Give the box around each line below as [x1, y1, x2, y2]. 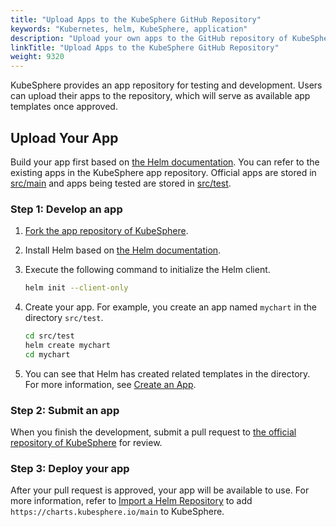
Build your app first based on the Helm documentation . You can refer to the [10, 156, 320, 168]
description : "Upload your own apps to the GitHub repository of [10, 33, 288, 43]
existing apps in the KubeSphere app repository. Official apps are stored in [10, 166, 317, 178]
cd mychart [24, 349, 71, 360]
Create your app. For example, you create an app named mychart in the [24, 301, 317, 313]
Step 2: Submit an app [10, 403, 120, 417]
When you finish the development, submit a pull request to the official [10, 426, 297, 438]
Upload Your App [10, 129, 119, 146]
